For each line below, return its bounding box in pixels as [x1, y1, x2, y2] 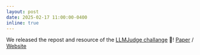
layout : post [6, 8, 39, 15]
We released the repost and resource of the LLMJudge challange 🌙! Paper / [6, 36, 194, 44]
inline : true [6, 20, 39, 26]
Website [6, 42, 27, 50]
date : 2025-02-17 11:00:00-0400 [6, 14, 87, 20]
